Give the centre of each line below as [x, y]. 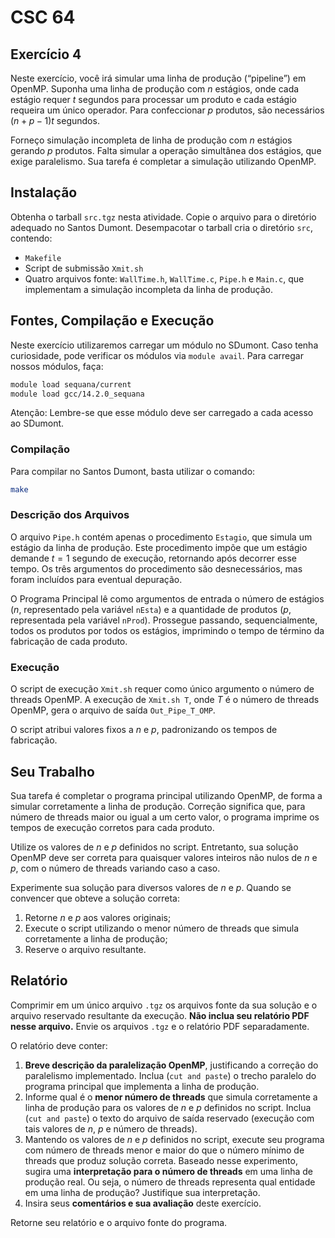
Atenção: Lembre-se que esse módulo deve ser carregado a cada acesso [162, 413]
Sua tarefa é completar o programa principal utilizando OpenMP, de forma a [166, 795]
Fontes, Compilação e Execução [112, 321]
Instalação [44, 192]
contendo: [31, 238]
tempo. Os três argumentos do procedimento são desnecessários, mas [156, 568]
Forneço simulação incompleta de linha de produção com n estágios [151, 140]
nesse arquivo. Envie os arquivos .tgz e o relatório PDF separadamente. [160, 1026]
